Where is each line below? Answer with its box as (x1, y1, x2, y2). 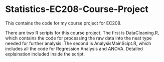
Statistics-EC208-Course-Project (5, 3, 149, 15)
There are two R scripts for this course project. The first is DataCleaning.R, (5, 29, 159, 35)
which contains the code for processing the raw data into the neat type (5, 35, 152, 41)
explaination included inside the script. (5, 51, 85, 57)
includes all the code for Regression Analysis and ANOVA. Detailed (5, 45, 143, 51)
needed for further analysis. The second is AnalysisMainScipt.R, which (5, 40, 151, 46)
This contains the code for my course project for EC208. (5, 20, 122, 26)
